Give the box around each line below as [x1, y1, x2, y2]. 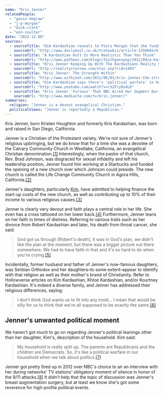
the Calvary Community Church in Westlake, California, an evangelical [5, 145, 146, 152]
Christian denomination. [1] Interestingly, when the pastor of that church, [5, 151, 150, 156]
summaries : [5, 98, 27, 103]
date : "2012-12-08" [5, 35, 45, 40]
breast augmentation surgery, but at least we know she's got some [5, 379, 140, 385]
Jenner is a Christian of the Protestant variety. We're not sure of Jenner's [5, 135, 152, 141]
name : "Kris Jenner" [5, 7, 47, 12]
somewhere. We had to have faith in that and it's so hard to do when [17, 246, 155, 252]
